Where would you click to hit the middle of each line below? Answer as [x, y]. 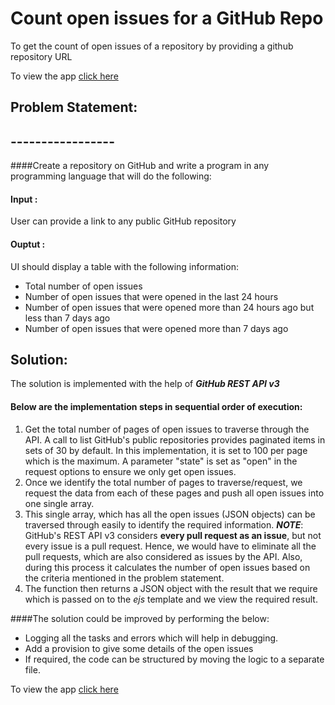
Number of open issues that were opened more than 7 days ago [156, 328]
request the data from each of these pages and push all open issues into [174, 493]
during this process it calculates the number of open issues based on [167, 567]
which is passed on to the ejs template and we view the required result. [171, 599]
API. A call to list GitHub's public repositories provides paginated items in [175, 439]
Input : [24, 199]
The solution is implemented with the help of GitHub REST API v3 [145, 384]
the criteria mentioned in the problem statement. [124, 578]
